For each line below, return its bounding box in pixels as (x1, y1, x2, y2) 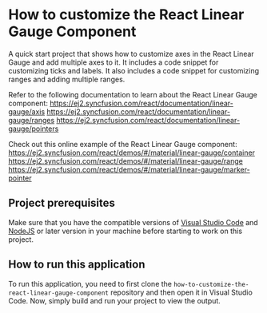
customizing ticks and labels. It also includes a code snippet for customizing (8, 65, 260, 75)
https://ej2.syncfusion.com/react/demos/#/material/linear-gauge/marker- (8, 164, 250, 174)
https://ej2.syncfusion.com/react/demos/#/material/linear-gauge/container (8, 148, 256, 157)
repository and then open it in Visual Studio (110, 287, 253, 297)
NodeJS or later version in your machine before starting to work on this (8, 226, 242, 236)
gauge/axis (8, 106, 46, 117)
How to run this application (8, 258, 145, 271)
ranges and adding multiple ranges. (8, 74, 126, 84)
